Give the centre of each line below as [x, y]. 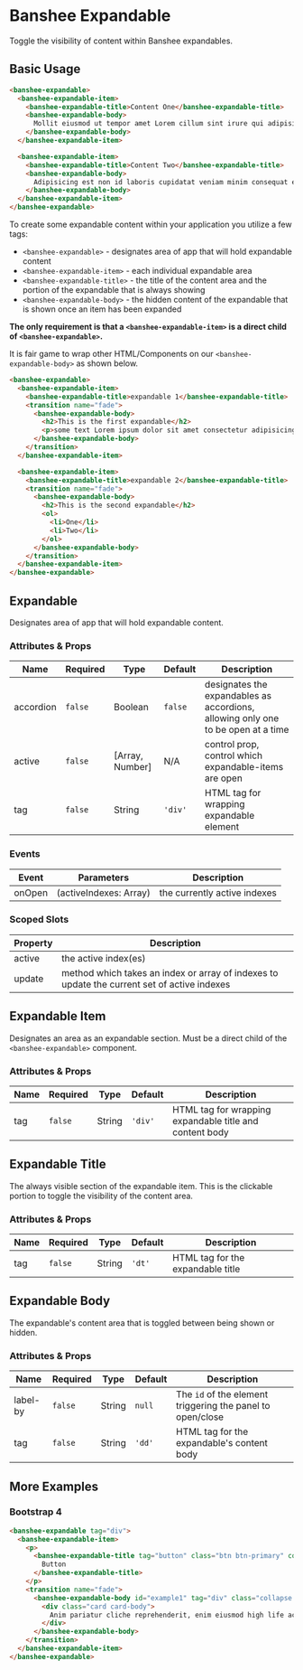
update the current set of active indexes [146, 984]
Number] [133, 767]
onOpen [31, 893]
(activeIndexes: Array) [103, 893]
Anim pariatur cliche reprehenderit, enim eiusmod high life [166, 1615]
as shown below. [107, 363]
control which [234, 755]
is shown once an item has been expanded [102, 309]
